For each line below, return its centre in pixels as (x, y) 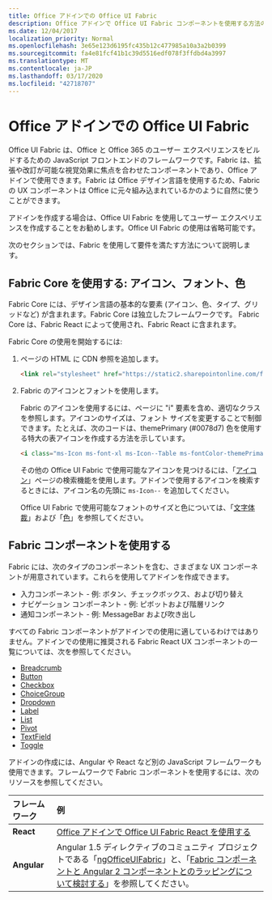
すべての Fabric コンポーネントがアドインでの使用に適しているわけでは (127, 631)
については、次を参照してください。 (75, 652)
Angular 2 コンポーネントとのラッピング (159, 871)
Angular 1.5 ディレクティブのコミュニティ (136, 847)
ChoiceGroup (42, 694)
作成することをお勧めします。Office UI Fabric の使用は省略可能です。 (145, 228)
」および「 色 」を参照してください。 (87, 518)
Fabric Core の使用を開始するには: (66, 342)
